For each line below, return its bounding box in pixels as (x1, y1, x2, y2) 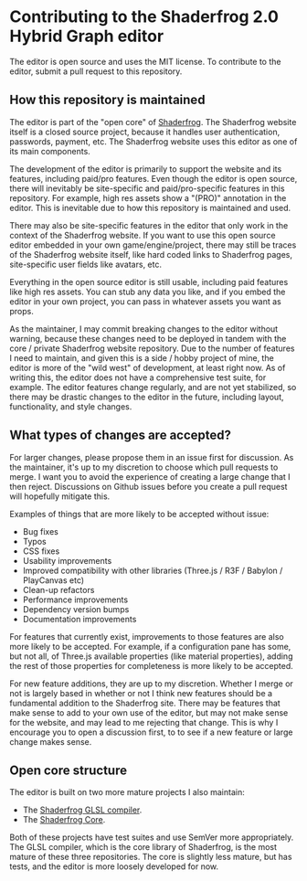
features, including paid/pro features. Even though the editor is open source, (9, 173, 298, 184)
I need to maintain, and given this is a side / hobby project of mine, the (9, 352, 274, 363)
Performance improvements (22, 594, 129, 605)
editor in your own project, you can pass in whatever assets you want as (9, 295, 281, 307)
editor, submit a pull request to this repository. (9, 66, 183, 77)
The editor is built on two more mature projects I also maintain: (9, 787, 245, 798)
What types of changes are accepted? (9, 428, 231, 443)
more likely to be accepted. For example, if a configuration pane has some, (9, 641, 291, 652)
